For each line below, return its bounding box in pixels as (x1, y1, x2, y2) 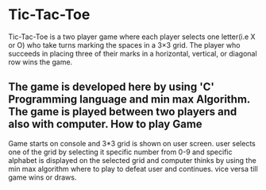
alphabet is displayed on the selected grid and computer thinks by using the (8, 155, 256, 165)
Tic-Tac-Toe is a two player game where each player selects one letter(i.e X (8, 32, 256, 41)
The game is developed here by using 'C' (8, 80, 214, 94)
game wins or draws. (8, 173, 77, 182)
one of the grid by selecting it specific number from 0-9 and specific (8, 147, 233, 157)
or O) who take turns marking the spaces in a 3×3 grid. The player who (8, 40, 241, 49)
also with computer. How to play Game (8, 118, 202, 131)
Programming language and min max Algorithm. (8, 93, 250, 107)
